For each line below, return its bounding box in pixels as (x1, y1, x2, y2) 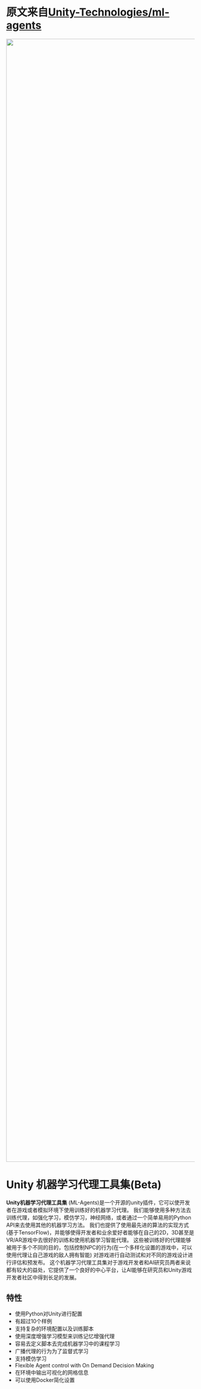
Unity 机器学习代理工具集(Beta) (6, 1178, 162, 1192)
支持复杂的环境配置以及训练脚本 (14, 1325, 94, 1332)
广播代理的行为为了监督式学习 (14, 1347, 89, 1354)
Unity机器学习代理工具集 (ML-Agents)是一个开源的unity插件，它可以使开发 (6, 1199, 190, 1206)
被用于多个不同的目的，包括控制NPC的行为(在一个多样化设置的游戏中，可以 (6, 1243, 193, 1251)
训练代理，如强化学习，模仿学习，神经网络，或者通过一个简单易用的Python (6, 1214, 191, 1221)
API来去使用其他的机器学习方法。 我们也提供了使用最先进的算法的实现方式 (6, 1221, 190, 1228)
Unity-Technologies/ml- (48, 5, 170, 19)
